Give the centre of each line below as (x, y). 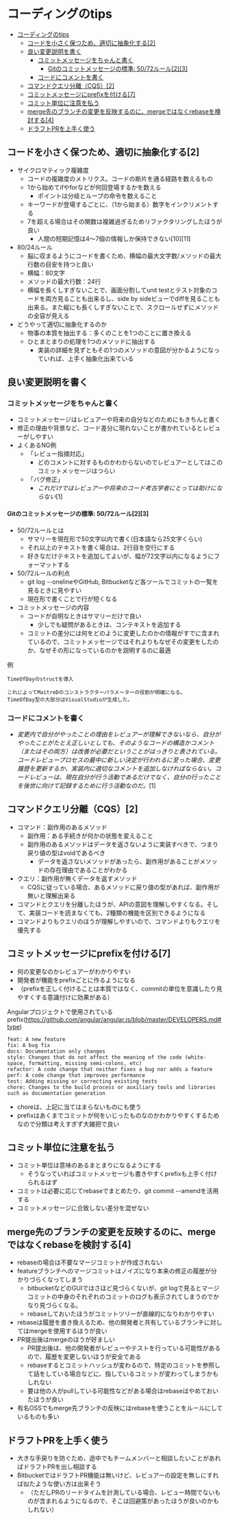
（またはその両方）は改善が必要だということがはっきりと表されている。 (119, 751)
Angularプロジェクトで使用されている (60, 1012)
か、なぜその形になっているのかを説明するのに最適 (99, 650)
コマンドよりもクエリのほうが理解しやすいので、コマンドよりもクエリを (119, 921)
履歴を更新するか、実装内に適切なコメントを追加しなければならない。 (116, 768)
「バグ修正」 (45, 480)
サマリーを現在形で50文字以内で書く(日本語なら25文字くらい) (115, 539)
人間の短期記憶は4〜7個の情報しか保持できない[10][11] (114, 238)
